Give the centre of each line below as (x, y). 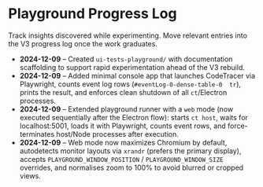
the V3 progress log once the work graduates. (83, 43)
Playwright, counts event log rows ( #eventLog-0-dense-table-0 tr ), (130, 84)
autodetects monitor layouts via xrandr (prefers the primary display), (130, 151)
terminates (37, 134)
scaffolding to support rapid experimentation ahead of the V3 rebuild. (132, 67)
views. (30, 176)
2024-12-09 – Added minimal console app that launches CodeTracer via (137, 75)
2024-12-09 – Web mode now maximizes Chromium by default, (123, 142)
